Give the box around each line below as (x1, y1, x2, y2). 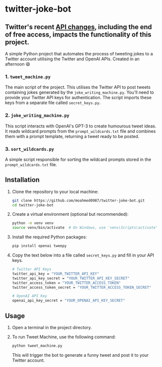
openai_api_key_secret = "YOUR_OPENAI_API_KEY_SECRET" (12, 298, 126, 303)
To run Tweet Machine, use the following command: (12, 334, 116, 340)
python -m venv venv (12, 221, 54, 226)
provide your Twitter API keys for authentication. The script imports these (5, 95, 152, 101)
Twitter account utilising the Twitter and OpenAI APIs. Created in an (5, 56, 140, 62)
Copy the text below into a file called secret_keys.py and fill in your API (12, 252, 154, 258)
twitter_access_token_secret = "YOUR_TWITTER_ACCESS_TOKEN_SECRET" (12, 285, 151, 290)
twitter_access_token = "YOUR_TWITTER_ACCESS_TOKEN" (12, 280, 121, 285)
